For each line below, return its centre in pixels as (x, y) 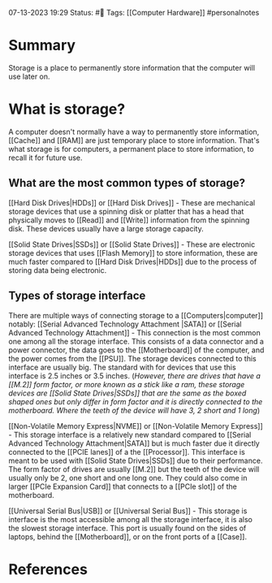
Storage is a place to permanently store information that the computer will (132, 67)
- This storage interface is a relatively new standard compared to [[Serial (130, 434)
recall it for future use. (45, 158)
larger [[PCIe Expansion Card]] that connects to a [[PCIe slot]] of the (123, 486)
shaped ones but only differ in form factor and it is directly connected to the (136, 401)
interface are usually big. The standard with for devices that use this (123, 367)
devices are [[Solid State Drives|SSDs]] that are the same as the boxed (127, 393)
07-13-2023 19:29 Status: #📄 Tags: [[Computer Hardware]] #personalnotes (134, 13)
